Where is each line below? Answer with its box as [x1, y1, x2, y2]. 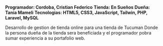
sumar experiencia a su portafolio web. [5, 35, 86, 41]
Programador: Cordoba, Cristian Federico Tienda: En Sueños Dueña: [5, 4, 151, 10]
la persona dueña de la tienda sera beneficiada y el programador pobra [5, 30, 152, 35]
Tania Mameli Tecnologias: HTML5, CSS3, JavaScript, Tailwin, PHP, [5, 9, 148, 15]
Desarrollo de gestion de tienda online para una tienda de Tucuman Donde [5, 24, 159, 30]
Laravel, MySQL [5, 15, 39, 20]
